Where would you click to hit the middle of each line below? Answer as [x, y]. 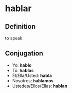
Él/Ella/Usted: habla [32, 75]
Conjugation [24, 53]
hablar [18, 9]
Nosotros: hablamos [33, 80]
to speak [14, 38]
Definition [20, 27]
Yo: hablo [22, 65]
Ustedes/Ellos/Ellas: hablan [40, 86]
